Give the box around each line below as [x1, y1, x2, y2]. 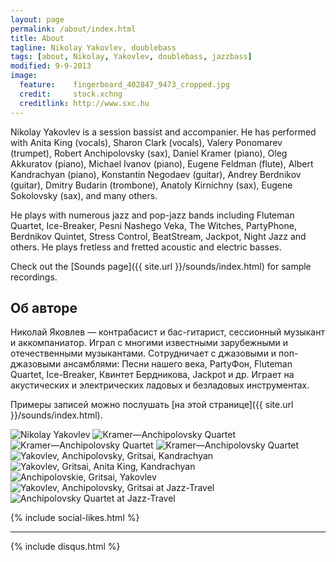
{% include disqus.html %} [10, 541, 121, 553]
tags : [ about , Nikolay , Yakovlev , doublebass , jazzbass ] [10, 52, 253, 62]
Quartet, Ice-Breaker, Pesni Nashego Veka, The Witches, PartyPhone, [10, 219, 297, 231]
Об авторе [10, 299, 78, 316]
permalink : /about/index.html [10, 24, 137, 34]
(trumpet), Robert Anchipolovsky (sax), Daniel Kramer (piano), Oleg [10, 147, 288, 159]
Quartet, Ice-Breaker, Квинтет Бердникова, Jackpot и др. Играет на [10, 369, 295, 381]
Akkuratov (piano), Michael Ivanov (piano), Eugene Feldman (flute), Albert [10, 157, 314, 170]
